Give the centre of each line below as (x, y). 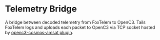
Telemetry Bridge (41, 9)
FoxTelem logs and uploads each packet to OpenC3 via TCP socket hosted (80, 27)
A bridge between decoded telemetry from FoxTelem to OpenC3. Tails (75, 22)
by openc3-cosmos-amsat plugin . (39, 32)
